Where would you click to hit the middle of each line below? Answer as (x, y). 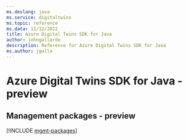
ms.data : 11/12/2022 (32, 29)
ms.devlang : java (28, 12)
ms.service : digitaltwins (39, 17)
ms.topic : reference (32, 23)
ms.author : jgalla (29, 51)
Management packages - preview (71, 116)
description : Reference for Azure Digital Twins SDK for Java (86, 46)
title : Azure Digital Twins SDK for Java (59, 34)
